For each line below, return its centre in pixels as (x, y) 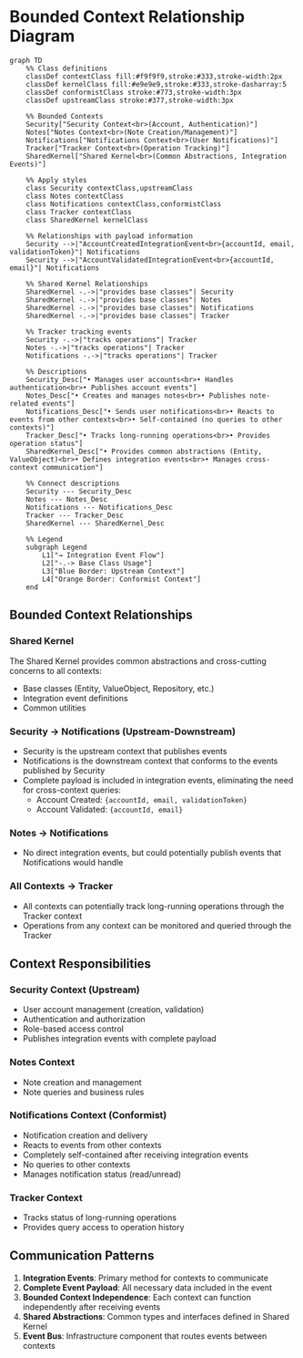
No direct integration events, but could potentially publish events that (152, 853)
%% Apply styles (57, 180)
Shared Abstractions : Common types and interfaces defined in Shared (156, 1316)
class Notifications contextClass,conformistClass (124, 204)
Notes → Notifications (59, 833)
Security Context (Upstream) (75, 990)
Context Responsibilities (81, 964)
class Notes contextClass (75, 196)
